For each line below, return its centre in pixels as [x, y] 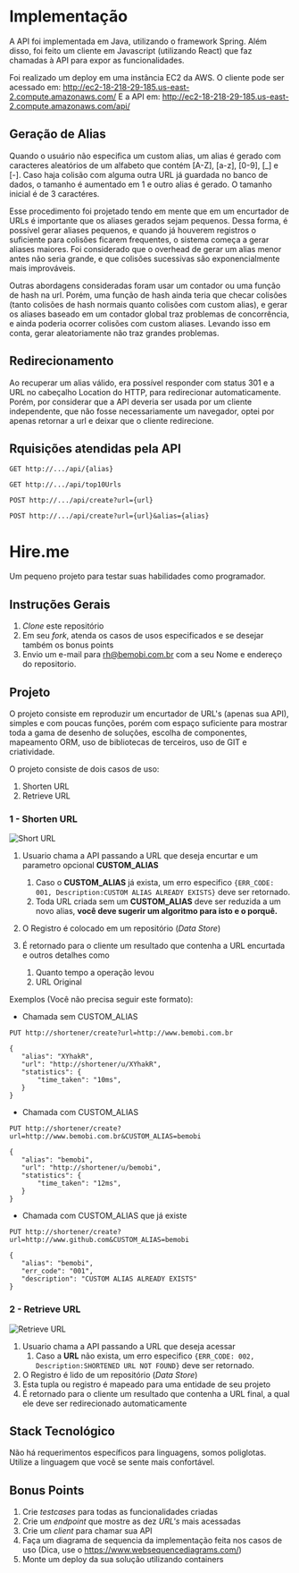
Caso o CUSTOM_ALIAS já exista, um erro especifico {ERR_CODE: [155, 883]
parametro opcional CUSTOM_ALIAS [90, 866]
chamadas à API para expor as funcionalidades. [97, 60]
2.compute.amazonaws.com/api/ [70, 106]
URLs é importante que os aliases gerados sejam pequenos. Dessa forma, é [149, 220]
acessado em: [35, 87]
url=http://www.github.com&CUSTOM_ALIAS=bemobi [100, 1240]
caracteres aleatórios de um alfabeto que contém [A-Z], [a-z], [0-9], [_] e [144, 165]
